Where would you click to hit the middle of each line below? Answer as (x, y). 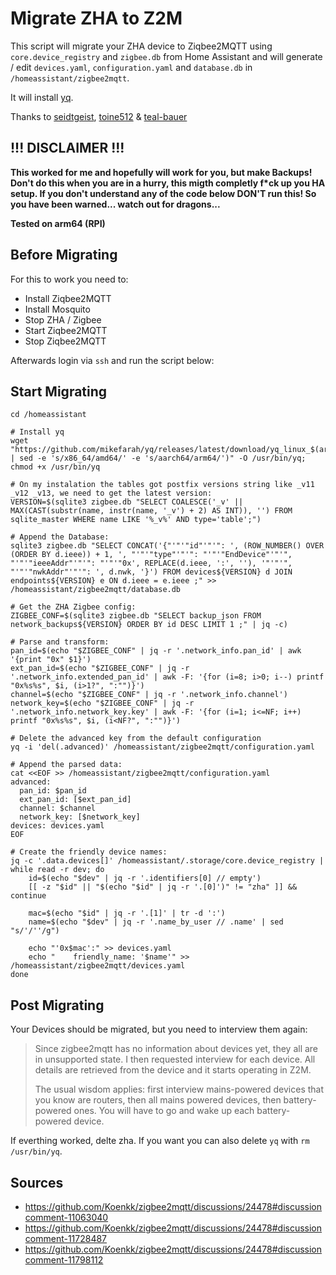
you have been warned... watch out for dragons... (115, 204)
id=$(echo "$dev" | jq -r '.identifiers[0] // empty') (145, 878)
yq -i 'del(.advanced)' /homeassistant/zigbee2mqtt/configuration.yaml (162, 747)
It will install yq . (42, 97)
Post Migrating (57, 1005)
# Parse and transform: (60, 642)
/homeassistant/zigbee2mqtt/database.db (96, 590)
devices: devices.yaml (57, 826)
